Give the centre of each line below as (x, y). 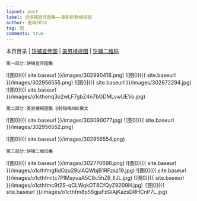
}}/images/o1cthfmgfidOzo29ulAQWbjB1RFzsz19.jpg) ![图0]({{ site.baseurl (96, 171)
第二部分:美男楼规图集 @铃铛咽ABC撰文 (47, 109)
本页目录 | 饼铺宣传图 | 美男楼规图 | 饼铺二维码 (63, 51)
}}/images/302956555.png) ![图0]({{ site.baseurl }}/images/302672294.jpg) (99, 83)
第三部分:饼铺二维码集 (30, 151)
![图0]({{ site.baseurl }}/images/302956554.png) (66, 139)
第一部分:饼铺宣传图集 (30, 64)
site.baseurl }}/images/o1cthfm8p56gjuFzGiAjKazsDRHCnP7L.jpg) (87, 192)
